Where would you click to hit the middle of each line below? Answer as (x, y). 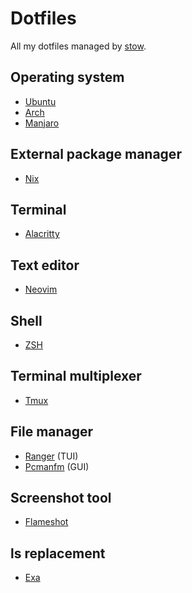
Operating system (67, 77)
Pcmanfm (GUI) (57, 466)
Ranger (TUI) (51, 456)
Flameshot (46, 522)
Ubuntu (40, 101)
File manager (52, 432)
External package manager (96, 154)
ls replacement (58, 553)
